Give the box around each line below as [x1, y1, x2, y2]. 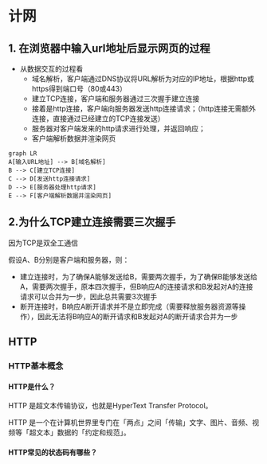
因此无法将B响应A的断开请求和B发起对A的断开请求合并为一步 [37, 311, 238, 321]
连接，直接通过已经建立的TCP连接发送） [31, 114, 165, 123]
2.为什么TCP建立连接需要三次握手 [8, 216, 176, 229]
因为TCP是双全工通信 [8, 238, 78, 248]
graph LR [8, 150, 37, 158]
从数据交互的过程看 [19, 64, 84, 73]
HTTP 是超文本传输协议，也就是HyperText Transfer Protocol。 [8, 401, 213, 411]
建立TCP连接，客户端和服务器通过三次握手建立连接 [31, 94, 200, 103]
